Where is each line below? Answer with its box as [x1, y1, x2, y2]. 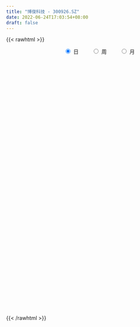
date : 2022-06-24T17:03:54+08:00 [6, 14, 89, 20]
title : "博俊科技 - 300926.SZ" [6, 8, 80, 15]
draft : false [6, 20, 38, 26]
